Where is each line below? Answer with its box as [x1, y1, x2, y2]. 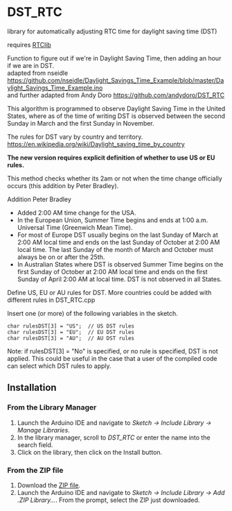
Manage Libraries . [17, 426, 71, 434]
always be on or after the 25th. [17, 253, 105, 261]
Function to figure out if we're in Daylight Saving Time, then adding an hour [7, 53, 222, 62]
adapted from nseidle [7, 69, 69, 77]
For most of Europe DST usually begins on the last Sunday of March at [17, 231, 218, 239]
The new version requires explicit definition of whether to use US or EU [7, 153, 215, 162]
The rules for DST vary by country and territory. [7, 133, 143, 141]
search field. [17, 440, 53, 449]
